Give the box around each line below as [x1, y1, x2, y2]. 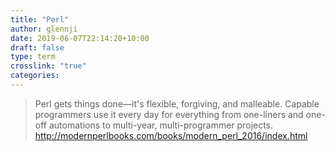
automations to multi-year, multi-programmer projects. [48, 119, 274, 131]
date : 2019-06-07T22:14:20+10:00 [10, 33, 150, 43]
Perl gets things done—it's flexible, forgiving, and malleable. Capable [34, 97, 320, 110]
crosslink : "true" [10, 61, 87, 71]
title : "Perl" [10, 14, 70, 25]
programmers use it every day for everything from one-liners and [34, 108, 304, 120]
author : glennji [10, 24, 78, 34]
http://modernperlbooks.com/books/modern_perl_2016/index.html [34, 129, 308, 141]
